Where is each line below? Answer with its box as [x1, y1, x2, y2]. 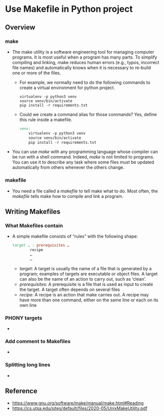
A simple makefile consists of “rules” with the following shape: [12, 233, 138, 239]
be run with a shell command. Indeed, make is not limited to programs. [12, 154, 155, 160]
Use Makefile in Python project [5, 3, 133, 15]
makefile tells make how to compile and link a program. [12, 193, 124, 199]
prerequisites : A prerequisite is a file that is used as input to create [19, 281, 153, 287]
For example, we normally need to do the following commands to [19, 79, 151, 85]
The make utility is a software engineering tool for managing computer [12, 49, 154, 55]
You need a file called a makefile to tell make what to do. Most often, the [12, 188, 158, 194]
